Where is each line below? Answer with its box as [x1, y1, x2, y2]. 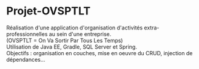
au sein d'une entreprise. [49, 30, 112, 37]
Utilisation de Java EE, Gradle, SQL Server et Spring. [6, 43, 138, 50]
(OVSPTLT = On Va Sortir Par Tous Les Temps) [6, 37, 123, 44]
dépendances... [6, 56, 46, 63]
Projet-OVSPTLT [6, 4, 91, 18]
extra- [144, 24, 160, 31]
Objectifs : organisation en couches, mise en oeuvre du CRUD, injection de [6, 49, 193, 56]
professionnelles [6, 30, 48, 37]
